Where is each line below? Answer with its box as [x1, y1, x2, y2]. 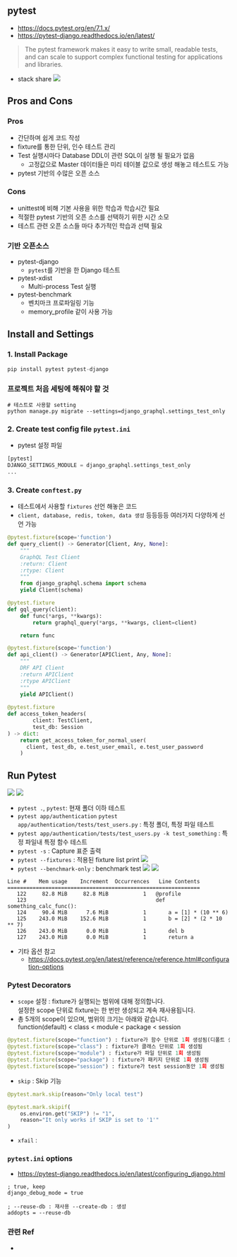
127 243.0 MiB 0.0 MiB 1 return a [16, 934, 194, 941]
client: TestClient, [32, 717, 93, 724]
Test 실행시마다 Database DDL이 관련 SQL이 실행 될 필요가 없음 [17, 151, 195, 159]
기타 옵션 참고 [17, 947, 56, 955]
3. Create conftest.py [7, 485, 83, 495]
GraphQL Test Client [20, 553, 80, 561]
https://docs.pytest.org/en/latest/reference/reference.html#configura [28, 955, 230, 964]
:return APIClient [20, 671, 74, 678]
